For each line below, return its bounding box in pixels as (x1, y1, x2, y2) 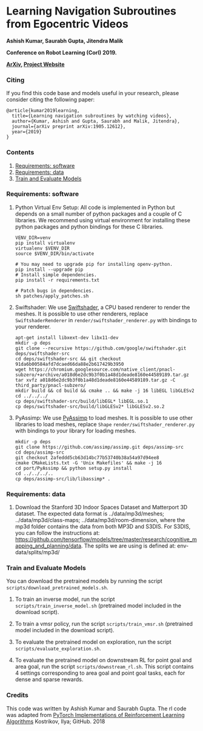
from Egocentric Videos (6, 17, 128, 31)
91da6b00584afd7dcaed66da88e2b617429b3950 (15, 361, 124, 367)
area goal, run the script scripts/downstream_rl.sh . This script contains (15, 663, 194, 670)
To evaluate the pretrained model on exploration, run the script (15, 638, 171, 646)
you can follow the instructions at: (15, 529, 100, 537)
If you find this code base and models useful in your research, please (6, 90, 179, 97)
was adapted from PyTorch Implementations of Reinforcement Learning (6, 711, 185, 718)
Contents (6, 148, 35, 157)
